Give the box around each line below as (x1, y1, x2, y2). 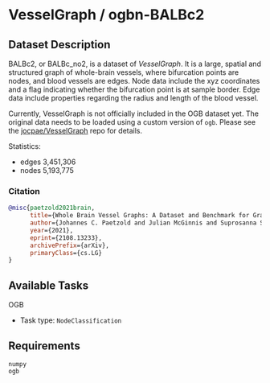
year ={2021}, (29, 226, 74, 234)
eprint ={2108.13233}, (29, 233, 103, 242)
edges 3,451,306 (19, 157, 76, 167)
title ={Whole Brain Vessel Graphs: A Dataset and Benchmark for (29, 212, 250, 220)
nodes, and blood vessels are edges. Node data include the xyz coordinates (8, 76, 260, 85)
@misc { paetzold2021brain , (8, 204, 95, 212)
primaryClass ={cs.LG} (29, 249, 103, 257)
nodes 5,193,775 (19, 166, 75, 175)
